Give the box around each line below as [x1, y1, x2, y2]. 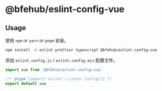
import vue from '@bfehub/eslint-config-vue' [5, 67, 103, 72]
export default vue [5, 81, 47, 86]
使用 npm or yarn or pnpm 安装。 [5, 38, 69, 43]
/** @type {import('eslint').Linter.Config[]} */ [5, 76, 112, 81]
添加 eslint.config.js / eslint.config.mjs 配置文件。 [5, 57, 118, 63]
